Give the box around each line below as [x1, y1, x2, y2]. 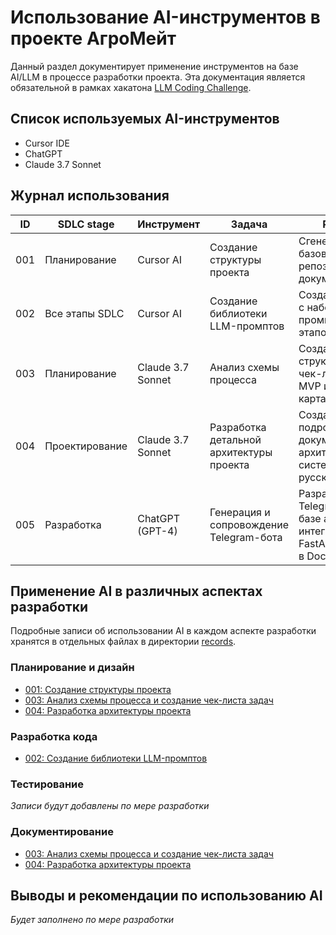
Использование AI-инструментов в [10, 6, 321, 29]
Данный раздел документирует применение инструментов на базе [10, 60, 299, 72]
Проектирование [44, 439, 128, 453]
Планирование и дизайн [10, 661, 135, 675]
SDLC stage [57, 217, 115, 231]
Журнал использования [10, 187, 170, 205]
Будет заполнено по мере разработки [10, 914, 175, 926]
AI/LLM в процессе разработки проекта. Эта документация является [10, 71, 306, 83]
